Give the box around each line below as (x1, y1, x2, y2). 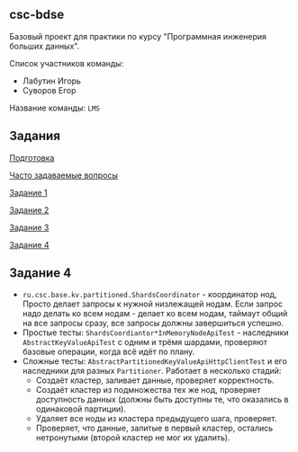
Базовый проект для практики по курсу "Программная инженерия (9, 31, 267, 41)
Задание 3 (9, 222, 50, 233)
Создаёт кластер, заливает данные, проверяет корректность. (35, 375, 275, 386)
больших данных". (9, 40, 80, 51)
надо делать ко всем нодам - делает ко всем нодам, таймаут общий (22, 308, 288, 319)
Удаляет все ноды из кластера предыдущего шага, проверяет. (35, 413, 277, 424)
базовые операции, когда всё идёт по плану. (22, 346, 195, 358)
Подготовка (9, 152, 55, 163)
